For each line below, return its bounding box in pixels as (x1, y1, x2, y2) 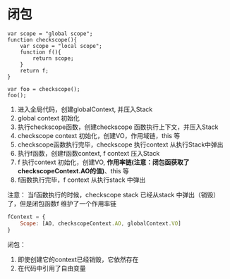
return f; (20, 67, 49, 74)
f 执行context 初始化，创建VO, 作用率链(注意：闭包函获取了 (17, 158, 190, 166)
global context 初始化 (17, 113, 80, 122)
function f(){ (20, 49, 61, 56)
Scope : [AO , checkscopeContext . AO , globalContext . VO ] (20, 220, 181, 227)
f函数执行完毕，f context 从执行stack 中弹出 (17, 175, 146, 184)
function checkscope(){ (7, 36, 78, 43)
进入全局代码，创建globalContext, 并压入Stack (17, 105, 153, 113)
